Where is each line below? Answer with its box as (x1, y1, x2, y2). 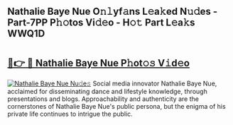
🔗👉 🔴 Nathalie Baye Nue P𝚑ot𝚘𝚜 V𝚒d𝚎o (7, 56, 190, 69)
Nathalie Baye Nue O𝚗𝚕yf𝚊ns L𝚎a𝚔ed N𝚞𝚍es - (7, 6, 218, 18)
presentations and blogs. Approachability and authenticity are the (7, 95, 199, 103)
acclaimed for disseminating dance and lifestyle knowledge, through (7, 88, 207, 95)
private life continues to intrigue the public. (7, 109, 133, 118)
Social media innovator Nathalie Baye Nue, (92, 79, 217, 88)
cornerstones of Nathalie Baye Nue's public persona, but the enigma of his (7, 102, 226, 110)
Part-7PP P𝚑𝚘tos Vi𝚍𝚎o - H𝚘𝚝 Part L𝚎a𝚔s (7, 17, 195, 29)
